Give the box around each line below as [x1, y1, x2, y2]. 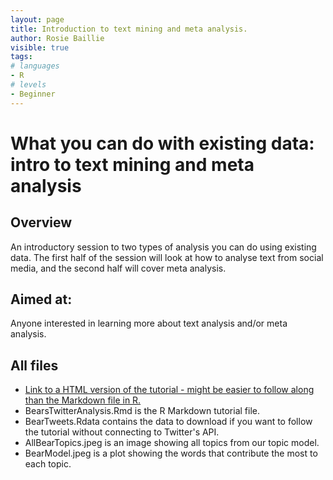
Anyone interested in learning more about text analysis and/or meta [10, 317, 288, 330]
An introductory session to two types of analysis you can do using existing [10, 241, 317, 253]
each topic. [24, 458, 72, 470]
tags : [10, 52, 33, 62]
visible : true [10, 42, 70, 53]
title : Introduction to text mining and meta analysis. [10, 24, 248, 34]
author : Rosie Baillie [10, 33, 105, 43]
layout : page [10, 14, 65, 25]
